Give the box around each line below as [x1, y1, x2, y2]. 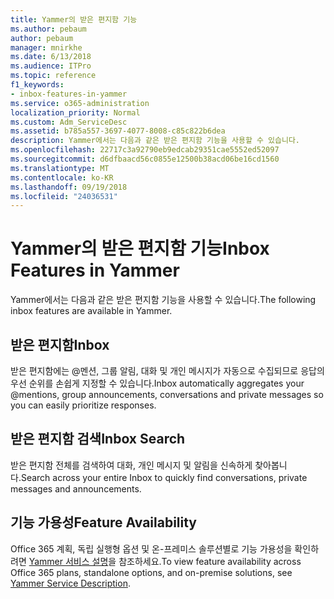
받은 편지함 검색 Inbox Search [10, 431, 186, 448]
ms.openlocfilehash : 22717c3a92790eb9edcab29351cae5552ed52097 [10, 145, 280, 155]
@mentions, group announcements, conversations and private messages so [10, 389, 324, 400]
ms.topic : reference [10, 71, 97, 81]
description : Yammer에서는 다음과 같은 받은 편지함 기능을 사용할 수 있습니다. [10, 136, 301, 146]
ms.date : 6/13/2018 [10, 52, 92, 62]
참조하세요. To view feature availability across [118, 555, 302, 567]
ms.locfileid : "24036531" [10, 191, 118, 201]
